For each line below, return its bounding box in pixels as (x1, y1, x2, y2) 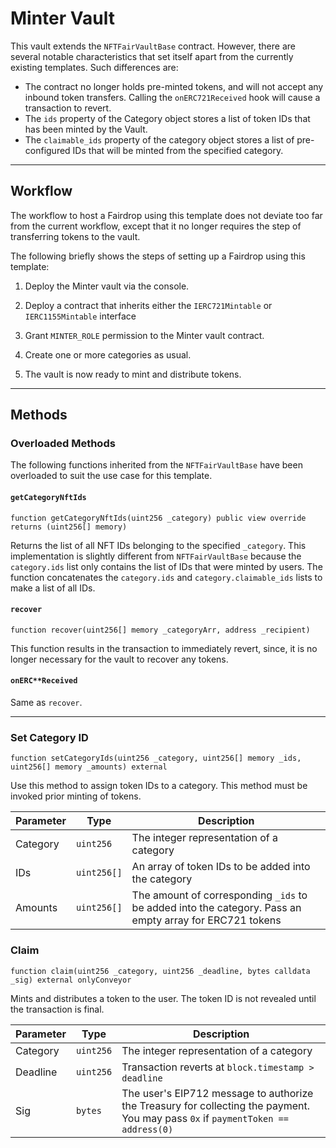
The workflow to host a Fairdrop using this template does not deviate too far (10, 209, 323, 221)
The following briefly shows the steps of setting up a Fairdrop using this (10, 250, 306, 262)
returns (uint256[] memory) (10, 522, 128, 532)
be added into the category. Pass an (131, 901, 302, 915)
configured (24, 144, 71, 156)
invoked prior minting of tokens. (10, 790, 142, 802)
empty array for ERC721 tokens (131, 913, 282, 927)
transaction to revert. (24, 102, 112, 114)
